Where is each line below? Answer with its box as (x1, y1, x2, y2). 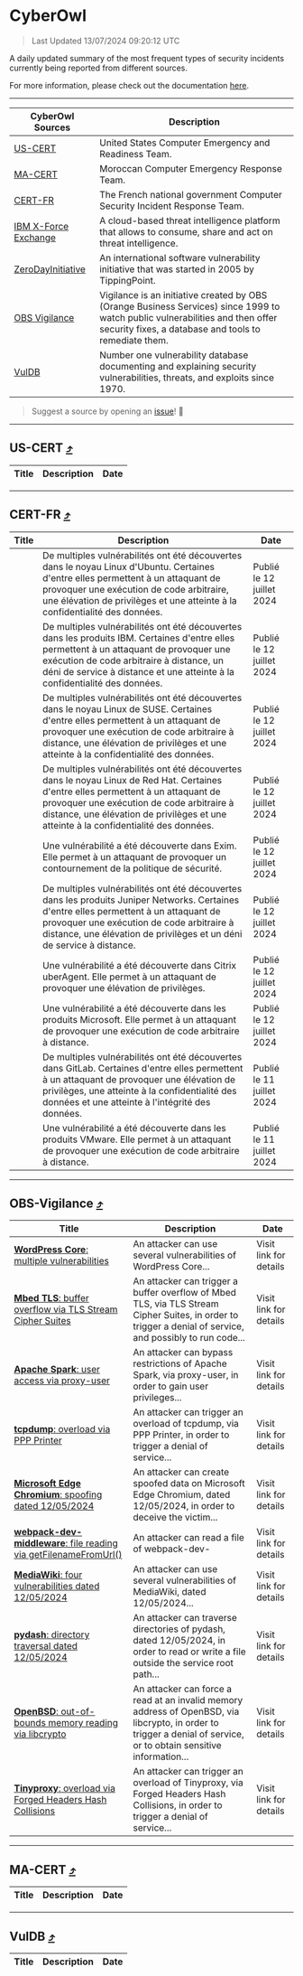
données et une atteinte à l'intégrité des (41, 1095, 211, 1108)
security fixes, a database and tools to (98, 323, 262, 335)
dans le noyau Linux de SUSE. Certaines (41, 702, 213, 715)
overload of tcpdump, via (133, 1418, 239, 1430)
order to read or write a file (133, 1645, 246, 1658)
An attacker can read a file (133, 1531, 245, 1544)
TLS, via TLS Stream (133, 1297, 219, 1310)
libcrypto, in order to (133, 1717, 219, 1729)
